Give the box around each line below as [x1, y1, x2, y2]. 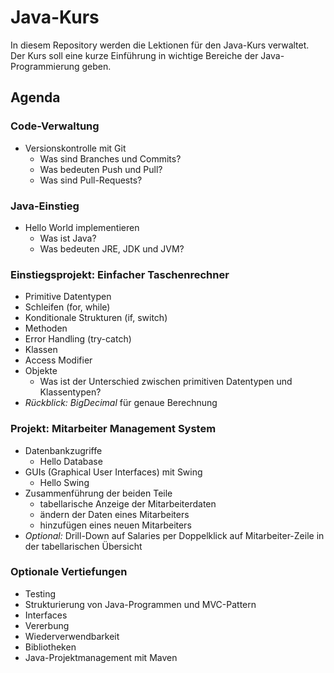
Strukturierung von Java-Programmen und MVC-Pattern [24, 598, 257, 610]
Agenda [10, 89, 61, 106]
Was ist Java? [39, 232, 97, 244]
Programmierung [10, 60, 80, 72]
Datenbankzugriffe [24, 444, 103, 456]
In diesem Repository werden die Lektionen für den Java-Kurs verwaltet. [10, 39, 310, 51]
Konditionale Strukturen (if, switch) [24, 312, 168, 324]
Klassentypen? [39, 386, 102, 398]
